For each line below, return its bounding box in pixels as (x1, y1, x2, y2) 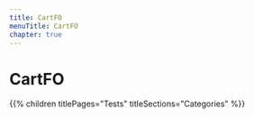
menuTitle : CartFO (9, 22, 78, 31)
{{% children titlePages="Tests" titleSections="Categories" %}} (9, 98, 246, 109)
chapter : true (9, 30, 63, 39)
